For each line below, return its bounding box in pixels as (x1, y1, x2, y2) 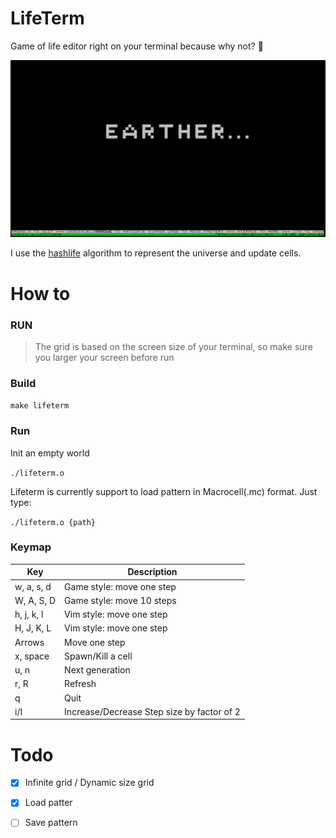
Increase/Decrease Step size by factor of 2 (64, 705, 241, 717)
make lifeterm (10, 401, 70, 411)
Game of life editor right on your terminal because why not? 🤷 (10, 40, 264, 52)
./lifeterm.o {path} (10, 517, 97, 527)
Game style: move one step (64, 580, 177, 592)
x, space (14, 650, 50, 662)
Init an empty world (10, 447, 90, 459)
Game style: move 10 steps (64, 594, 177, 606)
